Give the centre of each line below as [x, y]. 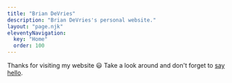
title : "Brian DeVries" [42, 13]
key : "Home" [31, 39]
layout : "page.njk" [35, 26]
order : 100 [29, 46]
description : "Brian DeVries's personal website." [82, 20]
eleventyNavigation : [37, 33]
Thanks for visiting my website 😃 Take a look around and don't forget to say [116, 65]
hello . [15, 73]
